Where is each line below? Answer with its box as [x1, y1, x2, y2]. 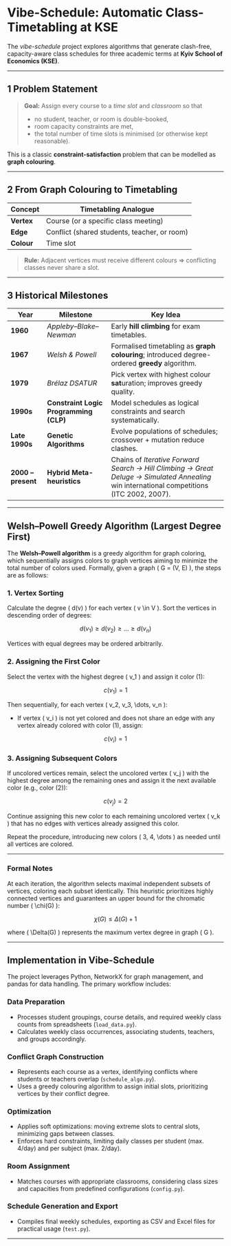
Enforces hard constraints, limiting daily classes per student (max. [16, 1137, 204, 1145]
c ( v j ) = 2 [102, 797, 129, 807]
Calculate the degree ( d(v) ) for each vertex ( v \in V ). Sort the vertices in [7, 604, 217, 612]
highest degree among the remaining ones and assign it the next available [7, 777, 217, 785]
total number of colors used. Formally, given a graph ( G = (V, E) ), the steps [7, 564, 221, 572]
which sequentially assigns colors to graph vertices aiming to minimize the [7, 556, 218, 565]
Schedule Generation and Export [7, 1201, 118, 1211]
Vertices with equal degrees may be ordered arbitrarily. [7, 640, 164, 648]
